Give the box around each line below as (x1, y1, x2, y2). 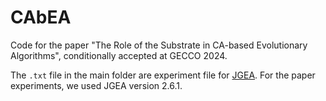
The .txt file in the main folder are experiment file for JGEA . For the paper (10, 69, 316, 81)
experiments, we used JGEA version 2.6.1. (10, 79, 183, 91)
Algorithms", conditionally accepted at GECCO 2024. (10, 49, 228, 61)
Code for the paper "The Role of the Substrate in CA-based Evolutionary (10, 39, 308, 51)
